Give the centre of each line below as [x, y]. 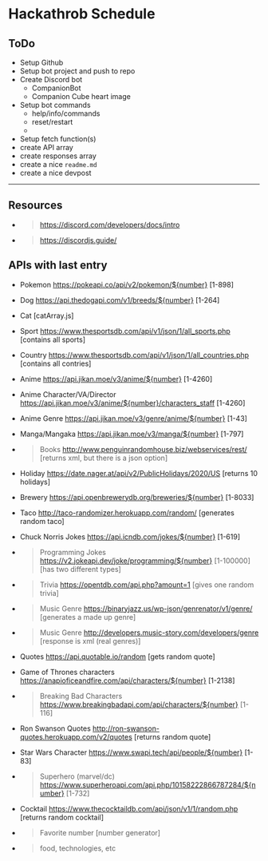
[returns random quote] [173, 736]
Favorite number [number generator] [100, 832]
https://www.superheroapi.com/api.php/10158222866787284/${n [148, 784]
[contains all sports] [53, 339]
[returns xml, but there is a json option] [104, 458]
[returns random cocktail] [62, 817]
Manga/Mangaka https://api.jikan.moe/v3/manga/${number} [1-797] [132, 434]
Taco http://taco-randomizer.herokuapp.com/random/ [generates [127, 513]
